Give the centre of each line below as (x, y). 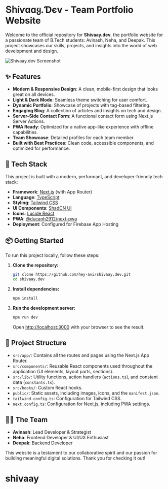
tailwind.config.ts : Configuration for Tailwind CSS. (67, 398)
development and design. (32, 51)
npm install (25, 299)
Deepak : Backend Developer (43, 443)
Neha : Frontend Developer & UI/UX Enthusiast (60, 437)
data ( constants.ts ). (34, 382)
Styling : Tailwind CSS (35, 203)
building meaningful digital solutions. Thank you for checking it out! (75, 458)
